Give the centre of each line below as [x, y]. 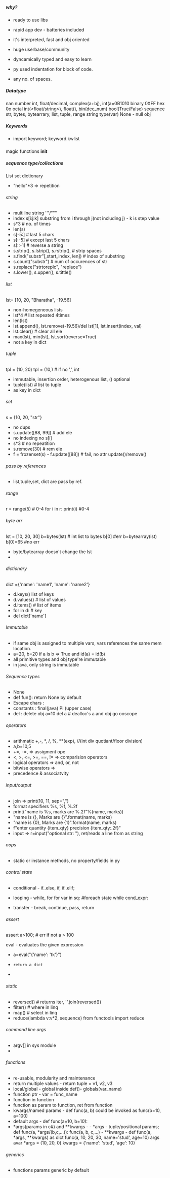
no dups [22, 427]
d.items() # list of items [37, 605]
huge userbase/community [41, 49]
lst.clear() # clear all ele [38, 331]
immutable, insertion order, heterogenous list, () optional [72, 379]
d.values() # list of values [39, 599]
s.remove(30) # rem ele [38, 449]
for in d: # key [28, 610]
